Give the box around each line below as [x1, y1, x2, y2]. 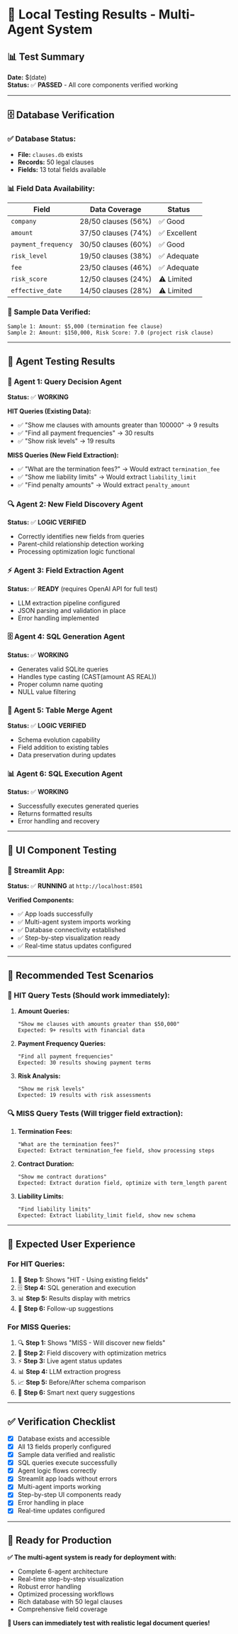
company [11, 217, 37, 225]
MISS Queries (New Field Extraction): [7, 450, 119, 459]
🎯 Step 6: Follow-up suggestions [17, 1304, 114, 1313]
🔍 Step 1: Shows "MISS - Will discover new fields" [17, 1338, 166, 1347]
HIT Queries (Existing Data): [7, 406, 91, 415]
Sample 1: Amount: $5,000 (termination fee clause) [7, 323, 163, 330]
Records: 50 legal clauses [17, 158, 94, 166]
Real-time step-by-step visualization [17, 1575, 124, 1584]
